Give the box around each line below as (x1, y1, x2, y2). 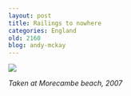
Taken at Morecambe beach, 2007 (8, 78, 123, 88)
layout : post (8, 11, 52, 20)
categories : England (8, 26, 77, 34)
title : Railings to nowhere (8, 19, 102, 27)
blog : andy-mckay (8, 42, 66, 50)
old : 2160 (8, 34, 42, 42)
